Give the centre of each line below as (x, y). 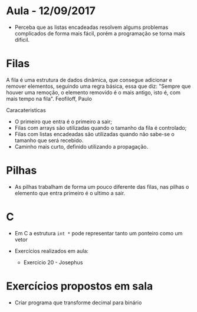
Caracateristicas (26, 110)
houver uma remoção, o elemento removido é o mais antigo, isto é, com (93, 92)
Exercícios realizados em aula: (51, 251)
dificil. (22, 40)
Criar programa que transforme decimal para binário (78, 303)
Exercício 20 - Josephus (53, 262)
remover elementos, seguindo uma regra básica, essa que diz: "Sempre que (98, 86)
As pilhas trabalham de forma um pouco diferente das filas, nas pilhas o (102, 186)
